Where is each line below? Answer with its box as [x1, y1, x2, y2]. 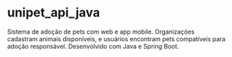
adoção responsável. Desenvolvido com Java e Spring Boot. [7, 42, 179, 50]
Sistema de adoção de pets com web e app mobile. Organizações [7, 27, 195, 36]
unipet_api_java [7, 5, 100, 21]
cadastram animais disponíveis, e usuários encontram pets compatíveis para [7, 34, 226, 43]
